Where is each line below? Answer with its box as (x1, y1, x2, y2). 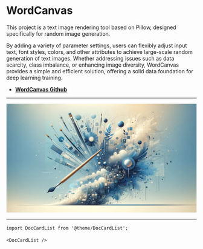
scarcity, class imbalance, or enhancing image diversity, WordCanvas (6, 61, 179, 68)
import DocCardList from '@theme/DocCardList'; (6, 225, 129, 231)
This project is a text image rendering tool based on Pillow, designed (6, 24, 176, 31)
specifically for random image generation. (6, 30, 111, 37)
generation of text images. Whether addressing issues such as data (6, 55, 175, 62)
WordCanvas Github (14, 85, 68, 93)
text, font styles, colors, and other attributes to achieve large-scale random (6, 48, 193, 55)
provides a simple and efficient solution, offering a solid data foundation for (6, 67, 193, 75)
